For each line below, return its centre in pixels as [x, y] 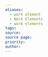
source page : [19, 38]
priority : [15, 42]
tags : [11, 28]
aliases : [14, 10]
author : [13, 47]
